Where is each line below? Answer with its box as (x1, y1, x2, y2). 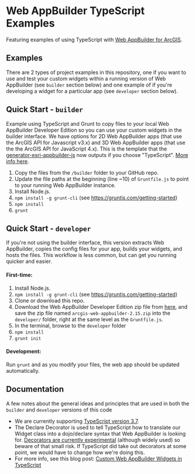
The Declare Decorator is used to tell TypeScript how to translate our (14, 423, 181, 430)
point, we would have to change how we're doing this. (14, 449, 145, 456)
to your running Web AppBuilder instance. (14, 181, 116, 189)
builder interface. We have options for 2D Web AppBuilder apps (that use (6, 132, 183, 139)
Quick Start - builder (6, 105, 83, 115)
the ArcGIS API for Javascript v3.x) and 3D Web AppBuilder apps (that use (6, 139, 186, 146)
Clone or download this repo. (14, 297, 85, 304)
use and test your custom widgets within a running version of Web (6, 75, 166, 82)
